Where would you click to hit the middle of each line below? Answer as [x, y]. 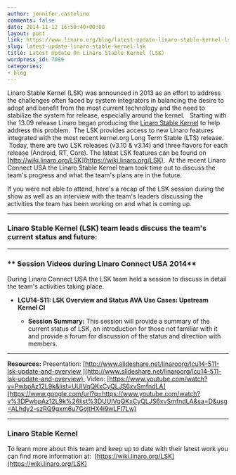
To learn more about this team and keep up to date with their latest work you [118, 449]
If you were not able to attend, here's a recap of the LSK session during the [116, 189]
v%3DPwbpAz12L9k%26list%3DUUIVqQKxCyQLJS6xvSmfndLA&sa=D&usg [118, 401]
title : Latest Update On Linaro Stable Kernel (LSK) [86, 53]
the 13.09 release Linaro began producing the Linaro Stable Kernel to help [114, 122]
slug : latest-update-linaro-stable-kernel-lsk [77, 46]
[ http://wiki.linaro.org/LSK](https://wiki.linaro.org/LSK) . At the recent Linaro [117, 160]
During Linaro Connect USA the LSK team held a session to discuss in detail [117, 279]
